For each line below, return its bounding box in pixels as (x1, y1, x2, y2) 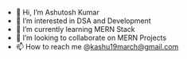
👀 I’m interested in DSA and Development (15, 16, 151, 26)
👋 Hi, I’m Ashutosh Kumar (15, 8, 99, 17)
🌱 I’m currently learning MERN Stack (15, 25, 135, 33)
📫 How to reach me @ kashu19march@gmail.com (15, 42, 179, 51)
